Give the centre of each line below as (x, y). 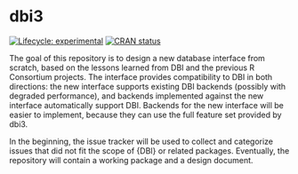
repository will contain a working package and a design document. (131, 160)
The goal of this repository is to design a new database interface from (137, 58)
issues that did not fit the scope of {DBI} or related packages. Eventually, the (149, 150)
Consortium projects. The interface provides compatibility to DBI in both (141, 76)
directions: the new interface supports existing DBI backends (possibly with (148, 86)
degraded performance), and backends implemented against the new (137, 96)
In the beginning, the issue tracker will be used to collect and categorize (141, 141)
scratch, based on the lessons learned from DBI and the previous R (132, 67)
